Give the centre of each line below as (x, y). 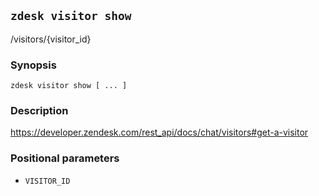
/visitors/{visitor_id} (51, 39)
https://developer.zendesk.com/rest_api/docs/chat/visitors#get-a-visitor (159, 132)
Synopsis (33, 65)
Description (39, 111)
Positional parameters (65, 158)
